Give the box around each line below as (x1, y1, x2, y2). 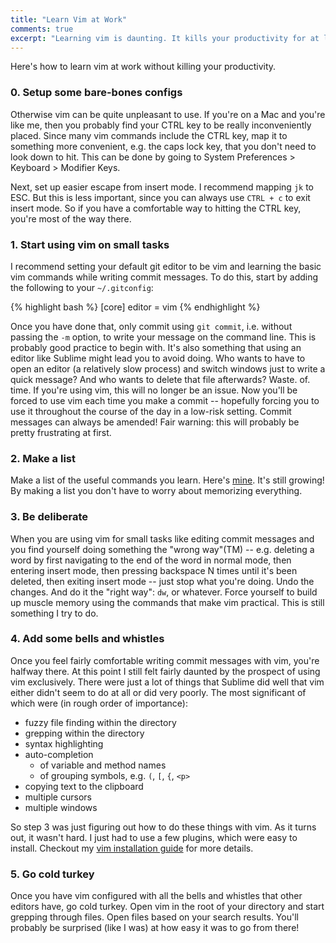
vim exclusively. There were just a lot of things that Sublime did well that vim (10, 676, 325, 688)
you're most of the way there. (10, 212, 132, 225)
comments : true (10, 24, 74, 34)
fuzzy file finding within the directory (24, 716, 177, 728)
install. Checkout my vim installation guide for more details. (10, 842, 254, 854)
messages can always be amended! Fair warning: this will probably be (10, 416, 300, 428)
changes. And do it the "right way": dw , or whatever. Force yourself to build (10, 586, 318, 598)
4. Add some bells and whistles (10, 632, 165, 646)
